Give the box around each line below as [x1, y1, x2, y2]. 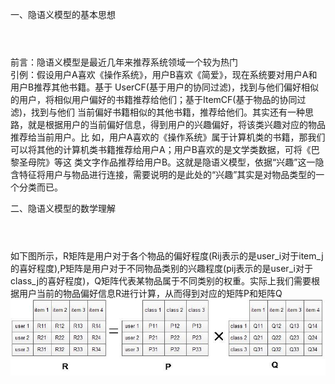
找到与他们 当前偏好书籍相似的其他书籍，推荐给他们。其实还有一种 [31, 106, 306, 118]
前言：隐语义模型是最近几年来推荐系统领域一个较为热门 [10, 56, 238, 68]
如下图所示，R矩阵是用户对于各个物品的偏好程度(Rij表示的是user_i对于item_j [10, 250, 324, 262]
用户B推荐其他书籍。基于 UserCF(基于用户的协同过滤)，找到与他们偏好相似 [10, 81, 320, 93]
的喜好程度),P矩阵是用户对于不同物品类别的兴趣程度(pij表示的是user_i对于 [10, 263, 313, 275]
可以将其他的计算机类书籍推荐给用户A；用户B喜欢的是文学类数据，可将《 [10, 144, 312, 156]
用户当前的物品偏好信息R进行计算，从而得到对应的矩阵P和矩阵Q [18, 288, 283, 300]
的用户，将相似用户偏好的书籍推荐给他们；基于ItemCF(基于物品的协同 [10, 94, 298, 106]
